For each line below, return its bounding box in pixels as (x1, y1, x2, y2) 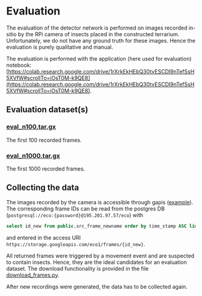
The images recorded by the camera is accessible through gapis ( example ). (6, 198, 194, 206)
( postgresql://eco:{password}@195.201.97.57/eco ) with (6, 211, 144, 218)
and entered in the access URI (6, 234, 81, 241)
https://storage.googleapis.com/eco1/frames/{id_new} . (6, 240, 145, 248)
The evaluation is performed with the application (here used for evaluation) (6, 55, 192, 62)
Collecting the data (6, 183, 79, 193)
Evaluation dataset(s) (6, 104, 88, 115)
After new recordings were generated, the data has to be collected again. (6, 283, 188, 290)
